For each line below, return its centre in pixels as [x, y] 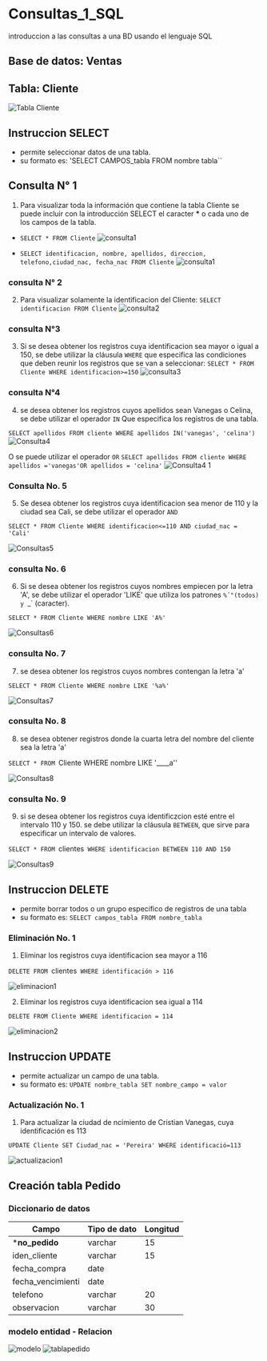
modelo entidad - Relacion [60, 1331]
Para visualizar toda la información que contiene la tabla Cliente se [130, 205]
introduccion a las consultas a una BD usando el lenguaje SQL [110, 36]
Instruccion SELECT [59, 133]
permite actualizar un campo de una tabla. [90, 1076]
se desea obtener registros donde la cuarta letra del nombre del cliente [137, 739]
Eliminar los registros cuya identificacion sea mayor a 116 [114, 955]
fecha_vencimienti [46, 1282]
